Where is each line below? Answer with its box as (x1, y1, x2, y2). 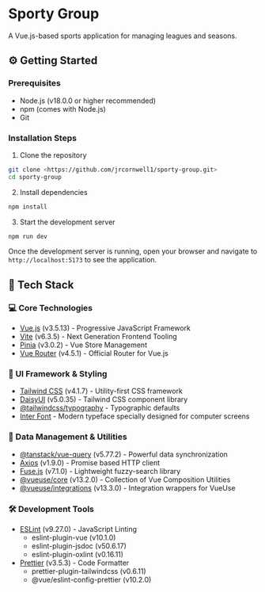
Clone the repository (19, 150, 87, 159)
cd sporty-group (8, 173, 62, 181)
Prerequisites (8, 78, 61, 89)
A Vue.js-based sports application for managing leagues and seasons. (8, 31, 237, 40)
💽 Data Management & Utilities (8, 431, 128, 442)
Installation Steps (8, 132, 78, 143)
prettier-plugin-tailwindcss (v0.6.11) (31, 567, 146, 575)
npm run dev (8, 232, 47, 240)
